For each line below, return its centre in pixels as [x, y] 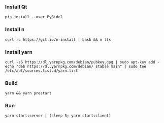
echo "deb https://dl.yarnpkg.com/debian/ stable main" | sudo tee [76, 66]
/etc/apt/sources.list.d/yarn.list [42, 71]
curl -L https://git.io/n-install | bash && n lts [58, 40]
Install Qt [16, 7]
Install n [15, 30]
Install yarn [19, 52]
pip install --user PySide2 [34, 17]
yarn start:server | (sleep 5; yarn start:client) [58, 116]
